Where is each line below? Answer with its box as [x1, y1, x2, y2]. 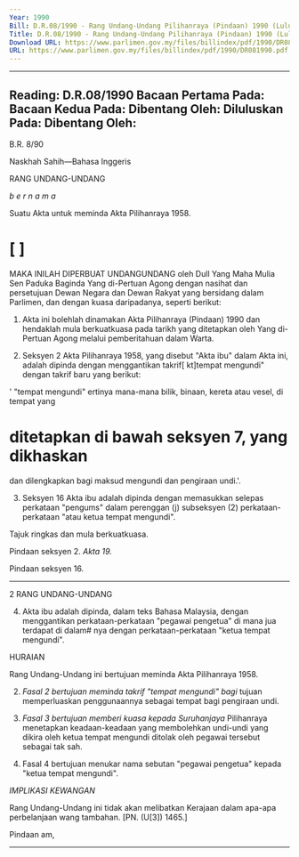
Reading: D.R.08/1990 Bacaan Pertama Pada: [9, 87, 265, 102]
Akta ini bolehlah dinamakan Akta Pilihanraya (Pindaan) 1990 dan [21, 313, 261, 325]
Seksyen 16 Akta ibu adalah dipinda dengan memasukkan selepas [21, 492, 264, 503]
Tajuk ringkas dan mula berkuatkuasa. [9, 529, 149, 539]
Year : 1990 [9, 12, 50, 22]
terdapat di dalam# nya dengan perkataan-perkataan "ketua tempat [21, 625, 271, 635]
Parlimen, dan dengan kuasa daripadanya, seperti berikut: [9, 296, 222, 307]
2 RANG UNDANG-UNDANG [9, 588, 113, 599]
